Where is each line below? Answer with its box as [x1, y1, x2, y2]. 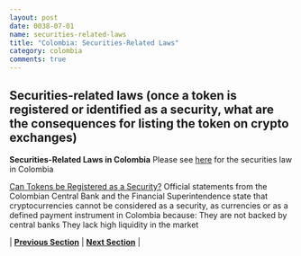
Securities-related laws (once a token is [9, 88, 237, 103]
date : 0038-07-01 [9, 22, 75, 31]
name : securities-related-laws [9, 30, 127, 39]
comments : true [9, 55, 67, 64]
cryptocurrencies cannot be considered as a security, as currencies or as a [9, 199, 288, 211]
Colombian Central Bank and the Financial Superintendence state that [9, 190, 269, 201]
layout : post [9, 13, 59, 22]
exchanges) [9, 130, 78, 146]
